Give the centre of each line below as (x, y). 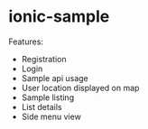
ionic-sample (59, 17)
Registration (44, 59)
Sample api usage (55, 78)
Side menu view (51, 116)
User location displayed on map (80, 88)
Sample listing (47, 97)
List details (42, 106)
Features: (26, 41)
